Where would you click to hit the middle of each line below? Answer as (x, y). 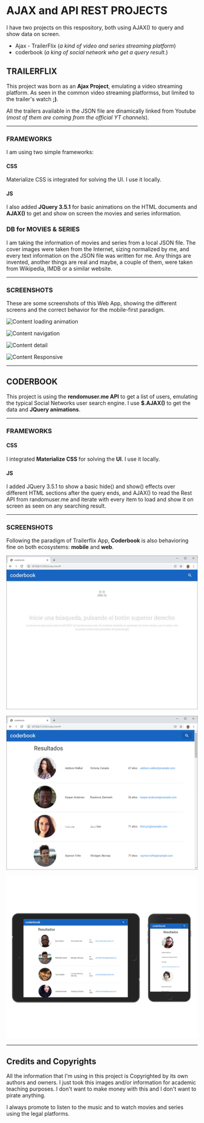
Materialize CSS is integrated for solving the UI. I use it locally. (84, 180)
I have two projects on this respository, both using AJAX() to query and (95, 27)
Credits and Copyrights (51, 1061)
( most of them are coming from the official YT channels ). (78, 117)
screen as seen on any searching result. (56, 506)
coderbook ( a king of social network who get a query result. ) (91, 52)
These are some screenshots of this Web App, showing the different (92, 303)
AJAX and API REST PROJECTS (87, 11)
